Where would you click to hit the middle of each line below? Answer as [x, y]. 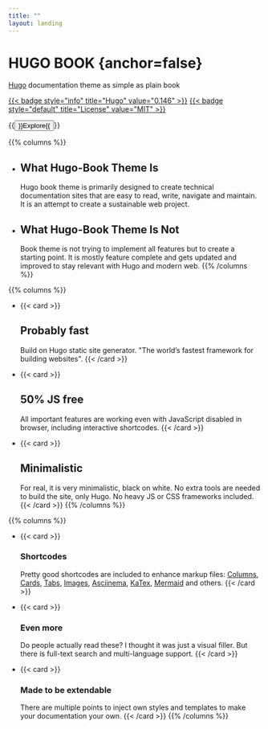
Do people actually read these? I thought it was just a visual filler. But [134, 645]
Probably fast [55, 331]
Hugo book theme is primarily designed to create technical [117, 187]
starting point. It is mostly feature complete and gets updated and [128, 257]
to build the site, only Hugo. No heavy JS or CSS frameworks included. [137, 496]
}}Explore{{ [34, 126]
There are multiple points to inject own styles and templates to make [133, 707]
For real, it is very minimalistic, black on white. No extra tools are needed [140, 488]
